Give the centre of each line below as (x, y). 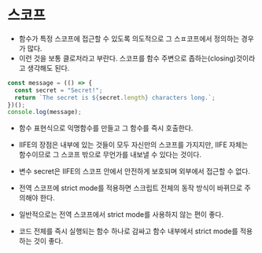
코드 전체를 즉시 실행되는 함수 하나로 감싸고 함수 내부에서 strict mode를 (128, 231)
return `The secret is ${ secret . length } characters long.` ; (115, 97)
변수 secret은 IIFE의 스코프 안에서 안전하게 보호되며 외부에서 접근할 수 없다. (135, 171)
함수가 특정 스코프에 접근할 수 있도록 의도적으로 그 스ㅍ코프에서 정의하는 (129, 38)
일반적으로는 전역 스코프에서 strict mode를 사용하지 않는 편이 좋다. (121, 214)
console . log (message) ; (44, 112)
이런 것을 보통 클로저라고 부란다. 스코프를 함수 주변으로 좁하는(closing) (127, 58)
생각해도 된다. (48, 68)
